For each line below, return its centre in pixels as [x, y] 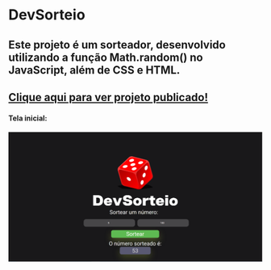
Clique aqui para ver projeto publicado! [108, 97]
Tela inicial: [28, 118]
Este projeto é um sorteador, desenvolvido [117, 45]
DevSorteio [47, 15]
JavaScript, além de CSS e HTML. [94, 70]
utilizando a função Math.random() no [106, 57]
